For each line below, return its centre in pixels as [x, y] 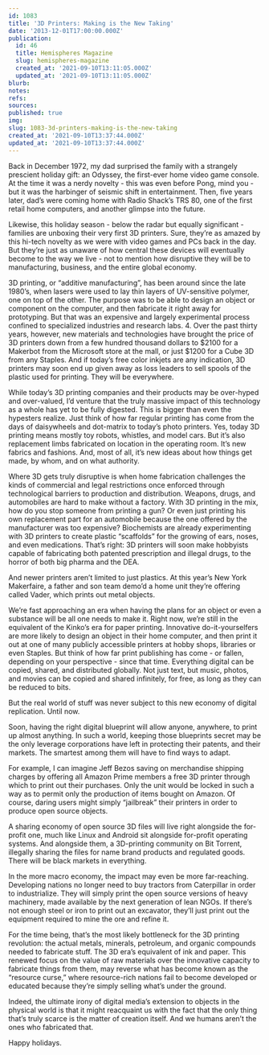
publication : [30, 38]
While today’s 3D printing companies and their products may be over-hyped [134, 392]
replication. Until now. [44, 711]
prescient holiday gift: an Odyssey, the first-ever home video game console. [134, 175]
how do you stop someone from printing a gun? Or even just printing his [127, 510]
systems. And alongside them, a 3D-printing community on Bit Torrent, [125, 843]
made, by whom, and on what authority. [74, 460]
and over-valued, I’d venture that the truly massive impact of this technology [134, 401]
